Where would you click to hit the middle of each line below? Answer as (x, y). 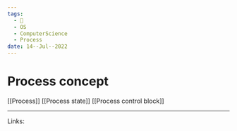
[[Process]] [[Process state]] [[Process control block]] (86, 101)
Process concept (58, 81)
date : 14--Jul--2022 (38, 46)
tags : (15, 14)
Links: (16, 121)
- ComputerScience (41, 33)
